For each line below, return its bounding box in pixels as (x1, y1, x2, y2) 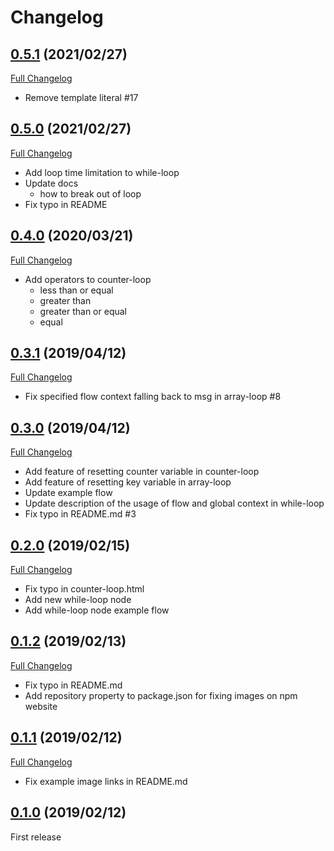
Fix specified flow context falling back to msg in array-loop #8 (24, 391, 282, 403)
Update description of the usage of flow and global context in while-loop (24, 497, 325, 510)
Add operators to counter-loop (24, 273, 152, 285)
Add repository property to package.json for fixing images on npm (24, 689, 298, 701)
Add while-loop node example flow (24, 604, 170, 616)
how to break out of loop (39, 187, 142, 200)
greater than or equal (39, 305, 127, 317)
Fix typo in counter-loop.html (24, 583, 145, 595)
